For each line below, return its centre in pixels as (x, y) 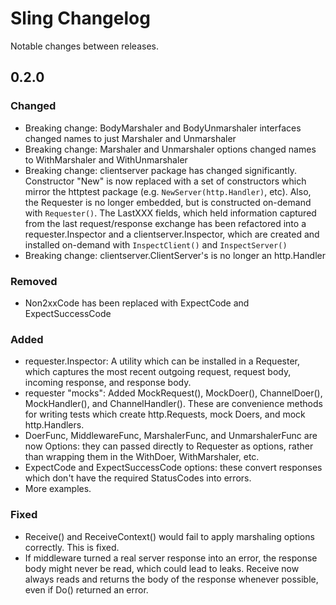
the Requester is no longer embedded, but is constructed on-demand (168, 202)
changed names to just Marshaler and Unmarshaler (130, 138)
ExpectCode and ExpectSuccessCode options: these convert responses (173, 468)
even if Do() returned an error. (86, 589)
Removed (34, 281)
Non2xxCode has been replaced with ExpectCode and (137, 303)
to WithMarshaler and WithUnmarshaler (106, 159)
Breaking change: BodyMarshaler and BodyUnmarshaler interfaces (163, 128)
